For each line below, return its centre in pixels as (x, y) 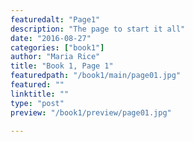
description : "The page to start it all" (98, 29)
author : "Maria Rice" (55, 57)
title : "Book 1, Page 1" (62, 66)
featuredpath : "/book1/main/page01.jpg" (96, 76)
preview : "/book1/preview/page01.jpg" (91, 112)
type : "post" (37, 103)
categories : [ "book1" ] (57, 47)
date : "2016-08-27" (51, 38)
